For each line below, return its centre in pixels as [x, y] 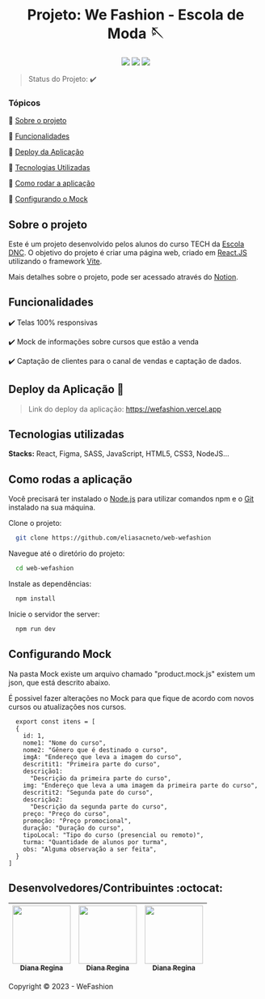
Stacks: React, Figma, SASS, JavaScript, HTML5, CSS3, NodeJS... [119, 454]
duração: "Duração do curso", [74, 828]
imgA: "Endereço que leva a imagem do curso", [103, 757]
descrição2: [43, 800]
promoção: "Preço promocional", [77, 821]
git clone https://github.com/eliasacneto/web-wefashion [114, 538]
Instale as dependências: [50, 584]
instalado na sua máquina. [52, 507]
